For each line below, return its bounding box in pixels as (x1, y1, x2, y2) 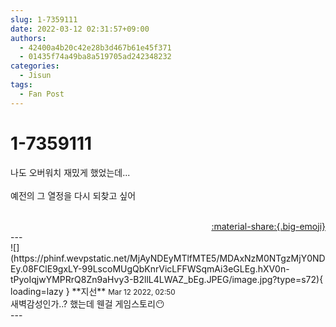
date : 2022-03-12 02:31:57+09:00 (10, 24, 150, 34)
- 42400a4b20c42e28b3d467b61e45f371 (19, 42, 172, 53)
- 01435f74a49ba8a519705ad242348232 (19, 52, 172, 62)
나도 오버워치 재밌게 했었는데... (10, 166, 131, 178)
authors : (10, 33, 47, 43)
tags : (10, 80, 33, 90)
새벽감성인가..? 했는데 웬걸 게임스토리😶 (10, 297, 165, 310)
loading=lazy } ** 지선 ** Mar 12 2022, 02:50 (10, 285, 176, 297)
